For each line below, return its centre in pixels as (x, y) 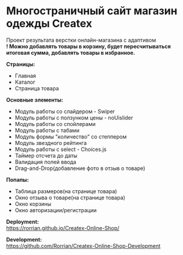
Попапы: (18, 180)
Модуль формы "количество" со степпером (71, 136)
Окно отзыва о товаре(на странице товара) (70, 197)
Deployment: (23, 222)
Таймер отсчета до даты (46, 155)
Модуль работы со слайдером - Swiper (65, 111)
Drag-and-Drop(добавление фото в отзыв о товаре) (80, 168)
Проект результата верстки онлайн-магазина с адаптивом (81, 40)
